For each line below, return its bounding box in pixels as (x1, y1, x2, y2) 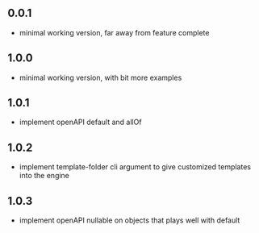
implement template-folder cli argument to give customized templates (19, 162, 252, 172)
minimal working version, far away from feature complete (19, 27, 210, 37)
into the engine (19, 171, 70, 181)
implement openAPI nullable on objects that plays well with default (19, 215, 240, 225)
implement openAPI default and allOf (19, 117, 142, 127)
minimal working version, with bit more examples (19, 73, 182, 82)
